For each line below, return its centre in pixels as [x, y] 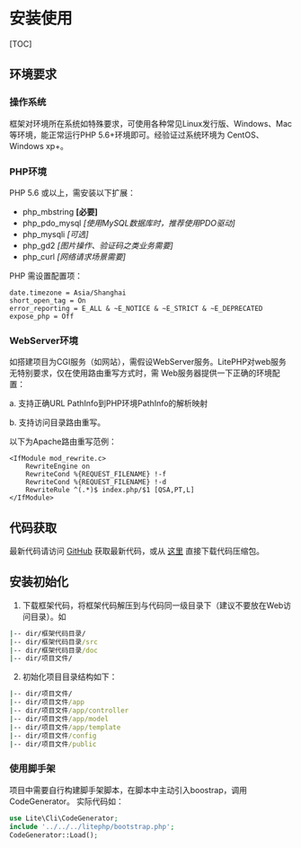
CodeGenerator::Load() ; [54, 835]
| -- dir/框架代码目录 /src [54, 642]
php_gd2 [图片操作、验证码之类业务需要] [97, 245]
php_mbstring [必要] [60, 211]
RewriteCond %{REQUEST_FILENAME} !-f [96, 474]
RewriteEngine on [58, 467]
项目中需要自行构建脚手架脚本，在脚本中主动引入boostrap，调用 [128, 790]
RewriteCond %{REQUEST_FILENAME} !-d [96, 482]
